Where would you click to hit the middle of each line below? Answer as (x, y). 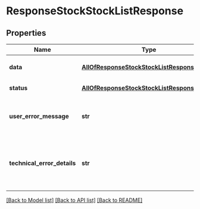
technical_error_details (43, 163)
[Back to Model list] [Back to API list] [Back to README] (74, 200)
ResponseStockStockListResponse (95, 11)
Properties (26, 33)
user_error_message (39, 116)
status (18, 88)
